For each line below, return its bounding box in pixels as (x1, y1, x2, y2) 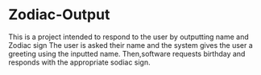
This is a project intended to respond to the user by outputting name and (8, 32, 250, 41)
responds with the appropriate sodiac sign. (8, 57, 151, 67)
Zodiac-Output (8, 6, 110, 24)
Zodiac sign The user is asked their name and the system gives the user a (8, 40, 254, 49)
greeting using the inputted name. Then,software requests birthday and (8, 49, 246, 58)
